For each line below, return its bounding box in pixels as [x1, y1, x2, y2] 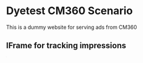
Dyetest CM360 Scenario [6, 4, 133, 18]
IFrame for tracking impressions [6, 41, 126, 51]
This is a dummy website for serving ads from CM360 [6, 24, 137, 31]
